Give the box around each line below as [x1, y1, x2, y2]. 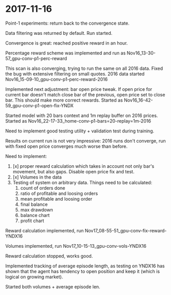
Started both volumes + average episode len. [5, 283, 101, 290]
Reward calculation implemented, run [5, 227, 84, 233]
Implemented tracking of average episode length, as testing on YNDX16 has [5, 263, 165, 269]
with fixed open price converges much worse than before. [5, 143, 128, 149]
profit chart [20, 218, 45, 224]
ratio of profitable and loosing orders [20, 190, 98, 196]
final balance [20, 201, 48, 207]
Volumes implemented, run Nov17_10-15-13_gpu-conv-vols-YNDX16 [5, 243, 147, 249]
